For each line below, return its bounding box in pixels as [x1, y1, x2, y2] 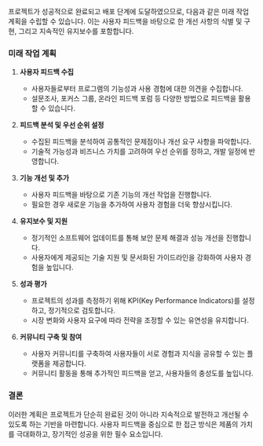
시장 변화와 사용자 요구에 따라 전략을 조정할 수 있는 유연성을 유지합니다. [31, 316, 250, 325]
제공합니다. [52, 359, 86, 368]
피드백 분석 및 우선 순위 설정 [19, 120, 104, 130]
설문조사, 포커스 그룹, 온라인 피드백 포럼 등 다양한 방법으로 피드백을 [31, 93, 237, 104]
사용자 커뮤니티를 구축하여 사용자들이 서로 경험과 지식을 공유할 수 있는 [31, 349, 246, 359]
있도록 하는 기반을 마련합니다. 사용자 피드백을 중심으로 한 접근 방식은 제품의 [8, 419, 239, 429]
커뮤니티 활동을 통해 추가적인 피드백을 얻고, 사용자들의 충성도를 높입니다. [31, 368, 254, 378]
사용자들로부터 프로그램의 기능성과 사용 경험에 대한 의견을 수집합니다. [31, 84, 243, 93]
